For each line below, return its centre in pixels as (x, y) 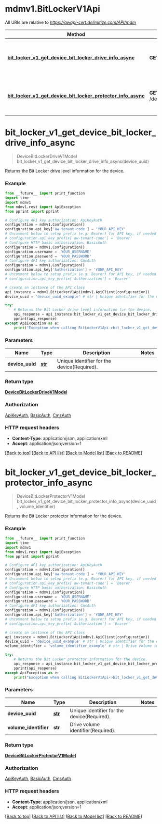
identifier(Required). (93, 730)
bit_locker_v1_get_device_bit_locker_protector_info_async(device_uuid (86, 501)
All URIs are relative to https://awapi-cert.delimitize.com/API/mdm (70, 22)
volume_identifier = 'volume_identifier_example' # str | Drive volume (78, 646)
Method (76, 34)
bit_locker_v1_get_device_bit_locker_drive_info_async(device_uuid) (83, 161)
